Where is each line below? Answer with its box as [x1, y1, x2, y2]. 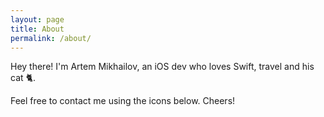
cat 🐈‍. [10, 72, 37, 84]
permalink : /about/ [10, 33, 92, 43]
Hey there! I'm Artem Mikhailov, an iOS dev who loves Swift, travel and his [10, 61, 315, 73]
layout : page [10, 14, 65, 25]
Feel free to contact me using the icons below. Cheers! [10, 95, 236, 107]
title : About [10, 24, 65, 34]
